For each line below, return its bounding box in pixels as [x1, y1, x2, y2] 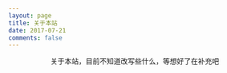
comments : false [8, 33, 63, 42]
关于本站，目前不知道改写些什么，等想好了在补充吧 [51, 56, 219, 66]
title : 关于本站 [8, 19, 58, 27]
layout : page [8, 11, 52, 20]
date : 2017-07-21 [8, 26, 67, 34]
